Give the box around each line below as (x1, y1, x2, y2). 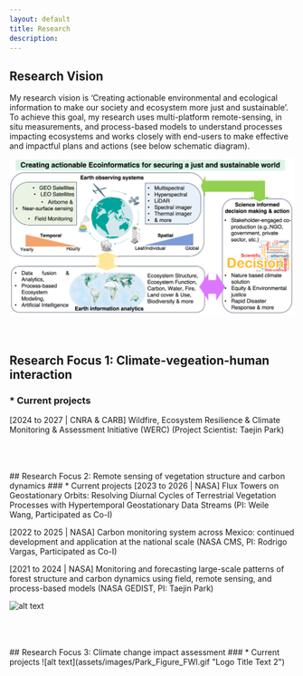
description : (9, 34, 59, 43)
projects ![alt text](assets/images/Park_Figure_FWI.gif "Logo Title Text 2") (9, 656, 285, 667)
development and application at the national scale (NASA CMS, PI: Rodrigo (9, 536, 288, 547)
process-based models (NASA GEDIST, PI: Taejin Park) (9, 583, 214, 594)
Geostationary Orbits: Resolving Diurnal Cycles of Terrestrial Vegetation (9, 489, 277, 500)
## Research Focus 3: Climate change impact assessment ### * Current (9, 646, 280, 657)
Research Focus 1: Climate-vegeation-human (9, 352, 270, 368)
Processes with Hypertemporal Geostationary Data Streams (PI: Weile (9, 499, 270, 510)
